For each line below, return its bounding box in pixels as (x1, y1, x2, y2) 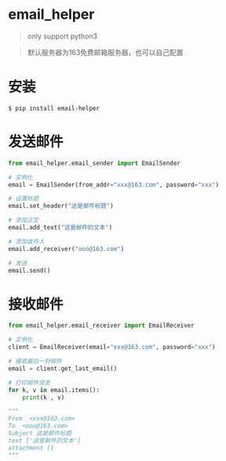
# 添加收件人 (8, 238, 45, 245)
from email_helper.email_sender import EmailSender (8, 159, 180, 167)
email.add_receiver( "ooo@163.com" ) (8, 245, 125, 252)
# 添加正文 (8, 216, 39, 224)
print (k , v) (22, 394, 65, 401)
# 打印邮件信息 (8, 379, 51, 387)
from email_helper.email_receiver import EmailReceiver (8, 321, 195, 330)
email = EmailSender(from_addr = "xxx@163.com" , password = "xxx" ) (8, 180, 220, 189)
